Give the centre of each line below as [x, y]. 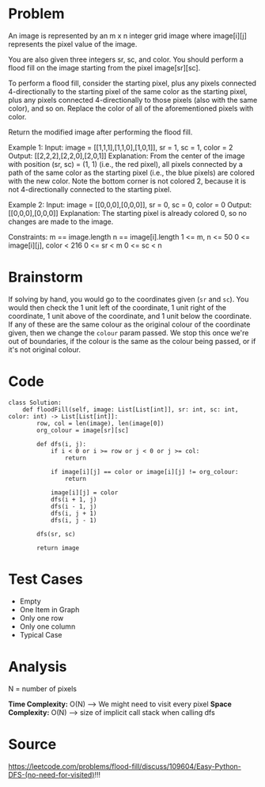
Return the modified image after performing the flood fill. [100, 132]
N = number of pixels [43, 688]
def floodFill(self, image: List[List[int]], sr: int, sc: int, [131, 409]
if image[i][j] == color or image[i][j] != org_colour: [144, 471]
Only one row [42, 618]
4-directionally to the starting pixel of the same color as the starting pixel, [128, 91]
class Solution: [35, 403]
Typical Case [41, 634]
